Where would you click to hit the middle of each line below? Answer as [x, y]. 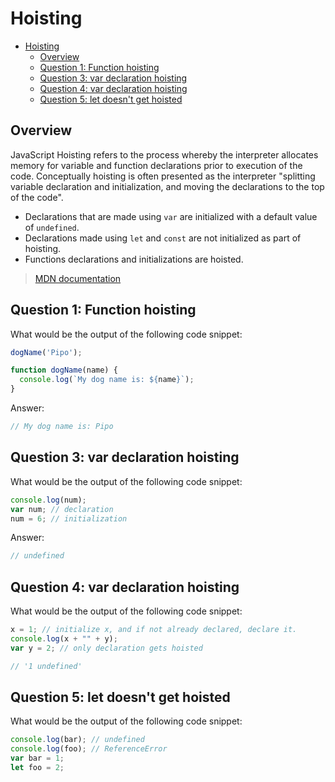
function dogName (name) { [64, 370]
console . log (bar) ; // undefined [77, 740]
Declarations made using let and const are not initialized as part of [163, 238]
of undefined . [52, 227]
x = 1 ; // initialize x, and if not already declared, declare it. [154, 630]
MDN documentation [78, 278]
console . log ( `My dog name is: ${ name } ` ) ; [107, 380]
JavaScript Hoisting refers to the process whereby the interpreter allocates [164, 154]
